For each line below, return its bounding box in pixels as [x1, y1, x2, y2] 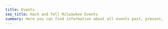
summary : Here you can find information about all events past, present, [5, 16, 164, 21]
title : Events [5, 7, 35, 12]
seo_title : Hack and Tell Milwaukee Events [5, 12, 98, 17]
